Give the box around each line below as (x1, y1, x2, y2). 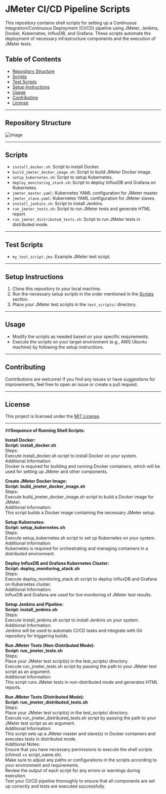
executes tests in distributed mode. (5, 736, 77, 742)
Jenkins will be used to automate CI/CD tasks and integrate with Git (5, 627, 142, 633)
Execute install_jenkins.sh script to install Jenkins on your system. (5, 617, 140, 623)
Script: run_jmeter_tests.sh (5, 648, 63, 654)
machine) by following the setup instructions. (12, 344, 104, 350)
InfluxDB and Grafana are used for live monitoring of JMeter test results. (5, 592, 152, 598)
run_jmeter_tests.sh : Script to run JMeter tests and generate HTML (12, 206, 151, 212)
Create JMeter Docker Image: (5, 478, 67, 484)
